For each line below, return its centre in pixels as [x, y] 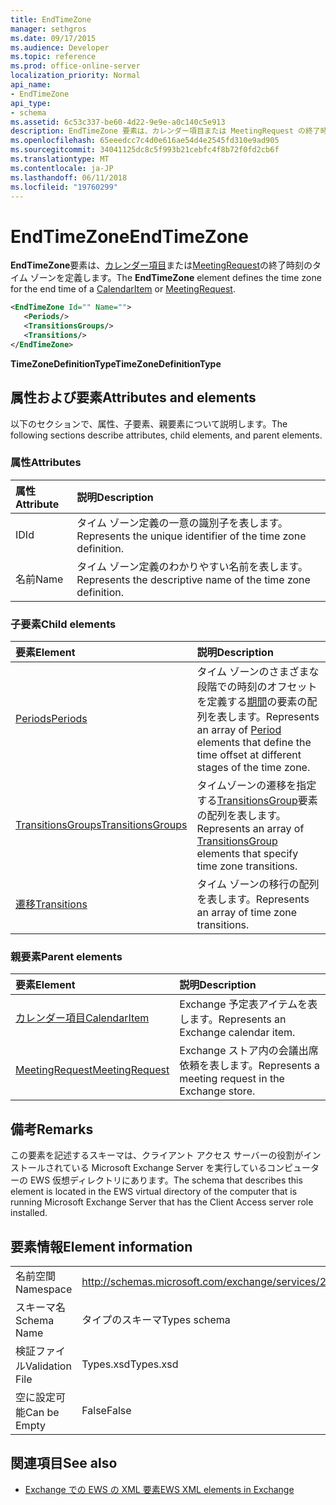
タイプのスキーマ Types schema [156, 1320]
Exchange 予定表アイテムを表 [248, 1004]
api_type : [31, 103]
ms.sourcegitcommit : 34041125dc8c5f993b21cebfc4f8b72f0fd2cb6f [145, 150]
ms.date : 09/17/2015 [53, 38]
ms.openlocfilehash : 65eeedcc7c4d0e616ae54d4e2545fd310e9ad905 [145, 141]
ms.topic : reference [53, 57]
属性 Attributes [46, 463]
